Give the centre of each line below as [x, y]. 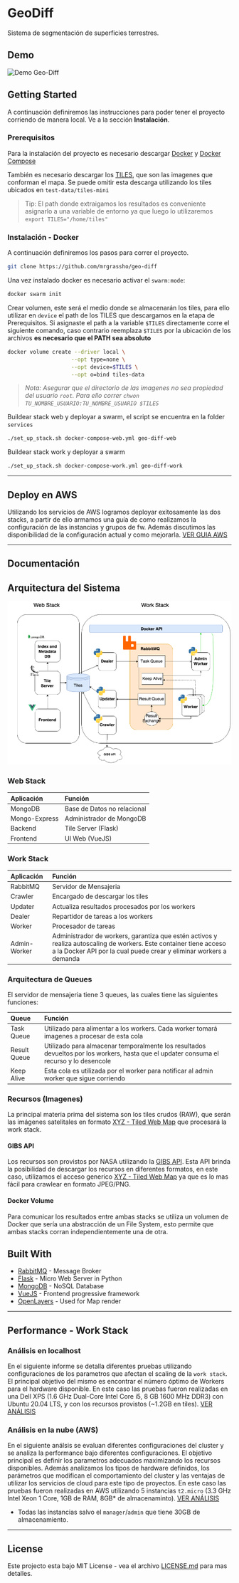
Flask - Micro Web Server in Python [70, 1278]
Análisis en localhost [44, 1350]
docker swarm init [34, 294]
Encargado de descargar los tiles [100, 896]
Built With [30, 1254]
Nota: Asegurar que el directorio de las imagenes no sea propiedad [124, 388]
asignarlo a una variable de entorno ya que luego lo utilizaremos [119, 211]
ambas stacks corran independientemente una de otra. [88, 1231]
